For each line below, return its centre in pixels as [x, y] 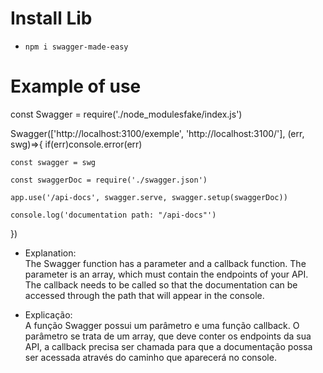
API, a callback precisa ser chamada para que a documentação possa [168, 346]
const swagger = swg [53, 162]
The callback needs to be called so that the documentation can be [161, 284]
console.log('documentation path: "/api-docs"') [113, 215]
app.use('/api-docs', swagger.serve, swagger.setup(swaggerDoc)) [149, 197]
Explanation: [50, 253]
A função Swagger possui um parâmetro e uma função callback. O [162, 325]
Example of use [76, 86]
